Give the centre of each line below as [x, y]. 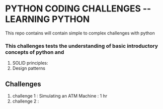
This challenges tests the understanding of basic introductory [81, 46]
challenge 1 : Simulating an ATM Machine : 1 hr [60, 96]
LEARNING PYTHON [47, 19]
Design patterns [29, 68]
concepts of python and [35, 52]
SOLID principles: [30, 63]
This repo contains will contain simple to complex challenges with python [80, 33]
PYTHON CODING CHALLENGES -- [78, 9]
